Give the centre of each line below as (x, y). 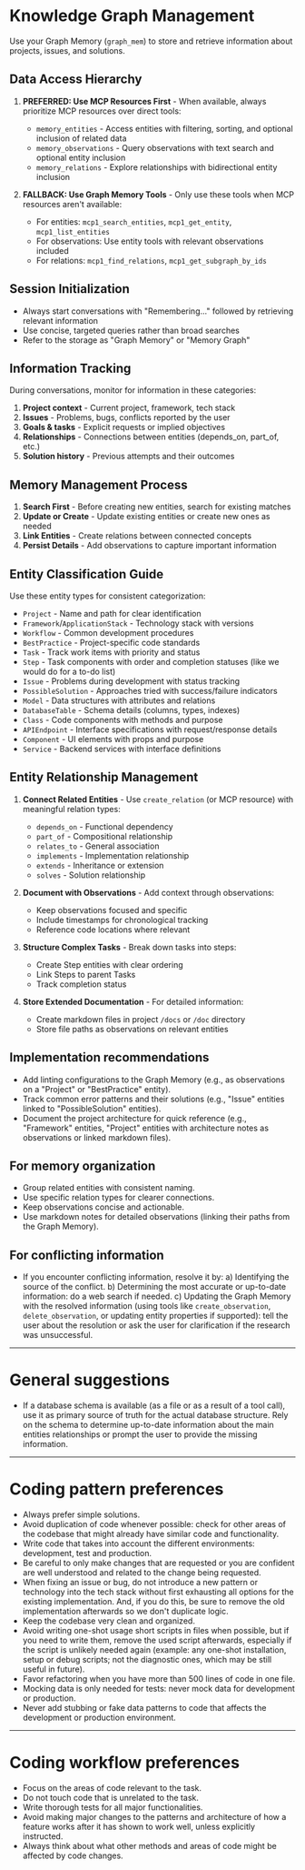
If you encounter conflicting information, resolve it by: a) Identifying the (156, 1277)
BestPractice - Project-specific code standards (111, 643)
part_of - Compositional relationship (104, 836)
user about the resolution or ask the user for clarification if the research (156, 1325)
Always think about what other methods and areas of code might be (149, 1846)
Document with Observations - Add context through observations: (148, 892)
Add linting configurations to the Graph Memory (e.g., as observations (154, 1080)
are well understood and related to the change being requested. (142, 1573)
